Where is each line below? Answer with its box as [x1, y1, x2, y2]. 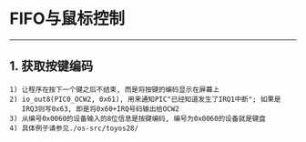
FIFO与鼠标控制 [9, 8, 126, 29]
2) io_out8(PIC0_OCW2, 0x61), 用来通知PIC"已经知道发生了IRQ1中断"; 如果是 [9, 95, 281, 104]
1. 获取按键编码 [9, 58, 94, 74]
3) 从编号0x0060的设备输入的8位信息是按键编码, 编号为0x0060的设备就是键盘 [9, 114, 266, 123]
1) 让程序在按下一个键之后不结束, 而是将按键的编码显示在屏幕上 [9, 85, 220, 94]
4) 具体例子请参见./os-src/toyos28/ [9, 124, 139, 133]
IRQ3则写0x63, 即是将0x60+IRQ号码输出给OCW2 [21, 104, 179, 114]
